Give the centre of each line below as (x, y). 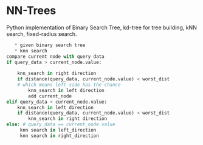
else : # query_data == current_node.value (61, 125)
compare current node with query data (55, 56)
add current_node (50, 96)
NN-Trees (31, 11)
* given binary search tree (50, 45)
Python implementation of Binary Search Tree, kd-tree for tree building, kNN (102, 27)
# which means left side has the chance (69, 85)
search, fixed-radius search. (42, 34)
